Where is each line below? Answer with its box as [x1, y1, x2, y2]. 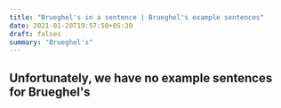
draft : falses [9, 29, 62, 38]
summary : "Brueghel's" [9, 37, 93, 47]
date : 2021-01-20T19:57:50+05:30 [9, 21, 133, 30]
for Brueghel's [9, 84, 91, 99]
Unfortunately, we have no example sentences [9, 70, 273, 85]
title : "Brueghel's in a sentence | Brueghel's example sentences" [9, 12, 265, 22]
